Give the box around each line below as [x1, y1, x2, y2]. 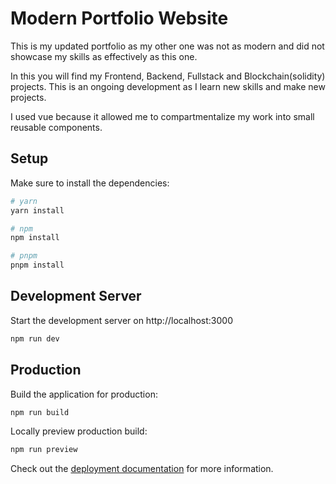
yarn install [10, 205, 65, 216]
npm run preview [10, 445, 78, 455]
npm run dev [10, 333, 60, 344]
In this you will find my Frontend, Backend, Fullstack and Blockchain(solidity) [10, 70, 326, 82]
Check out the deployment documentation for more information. [10, 463, 274, 475]
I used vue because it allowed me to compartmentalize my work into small [10, 110, 315, 122]
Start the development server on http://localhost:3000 [10, 314, 233, 326]
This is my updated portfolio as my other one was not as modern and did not [10, 40, 325, 52]
